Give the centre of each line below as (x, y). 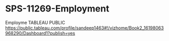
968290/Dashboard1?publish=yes (40, 33)
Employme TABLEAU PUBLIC (35, 22)
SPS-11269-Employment (57, 9)
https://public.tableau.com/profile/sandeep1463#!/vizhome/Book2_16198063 (84, 27)
